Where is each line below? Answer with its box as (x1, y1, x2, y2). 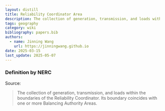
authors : (5, 35, 23, 40)
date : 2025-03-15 (5, 48, 41, 53)
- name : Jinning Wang (9, 39, 54, 44)
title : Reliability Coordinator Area (5, 12, 82, 17)
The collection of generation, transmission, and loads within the (17, 89, 146, 96)
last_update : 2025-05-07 (5, 53, 56, 58)
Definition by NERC (5, 69, 52, 76)
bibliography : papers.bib (5, 30, 58, 35)
